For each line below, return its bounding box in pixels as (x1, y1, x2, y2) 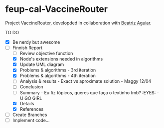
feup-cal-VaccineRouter (5, 3, 108, 15)
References (19, 106, 44, 112)
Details (19, 100, 34, 106)
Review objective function (19, 51, 73, 57)
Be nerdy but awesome (12, 39, 60, 45)
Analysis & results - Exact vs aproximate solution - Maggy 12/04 (19, 78, 152, 84)
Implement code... (12, 117, 50, 123)
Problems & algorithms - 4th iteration (19, 73, 96, 79)
